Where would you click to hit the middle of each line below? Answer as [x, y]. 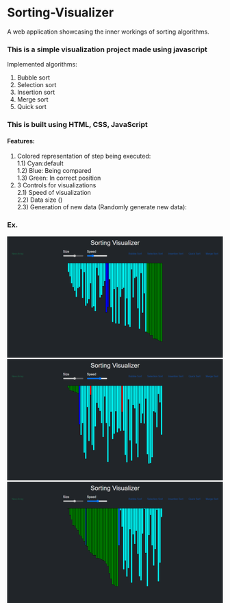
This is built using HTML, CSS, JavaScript [78, 125]
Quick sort [31, 107]
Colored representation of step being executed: [84, 156]
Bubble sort [33, 78]
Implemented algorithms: [42, 64]
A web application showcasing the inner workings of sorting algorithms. [108, 32]
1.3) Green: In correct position [59, 178]
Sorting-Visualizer [61, 13]
